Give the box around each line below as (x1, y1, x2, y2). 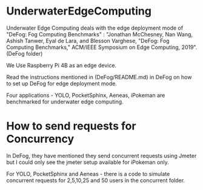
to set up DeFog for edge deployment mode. (6, 80, 117, 87)
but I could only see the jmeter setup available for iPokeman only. (6, 159, 170, 166)
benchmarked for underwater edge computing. (6, 98, 124, 105)
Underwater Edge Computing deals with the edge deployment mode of (6, 24, 184, 31)
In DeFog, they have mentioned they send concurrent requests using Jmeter (6, 152, 197, 159)
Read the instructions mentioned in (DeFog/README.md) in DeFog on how (6, 73, 192, 80)
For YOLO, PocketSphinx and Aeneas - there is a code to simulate (6, 170, 170, 177)
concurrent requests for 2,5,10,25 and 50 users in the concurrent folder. (6, 177, 185, 184)
